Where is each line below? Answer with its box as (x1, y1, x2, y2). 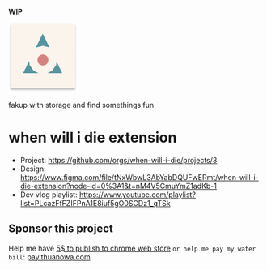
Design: (19, 164, 46, 174)
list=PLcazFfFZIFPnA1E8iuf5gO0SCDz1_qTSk (19, 198, 172, 208)
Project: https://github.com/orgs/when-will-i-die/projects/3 (19, 155, 218, 165)
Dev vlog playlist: (19, 190, 78, 199)
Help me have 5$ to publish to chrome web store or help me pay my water (8, 243, 256, 253)
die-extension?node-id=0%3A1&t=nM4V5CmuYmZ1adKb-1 (19, 181, 217, 191)
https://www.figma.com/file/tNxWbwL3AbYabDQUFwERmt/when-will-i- (19, 172, 259, 182)
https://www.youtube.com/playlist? (79, 190, 197, 199)
